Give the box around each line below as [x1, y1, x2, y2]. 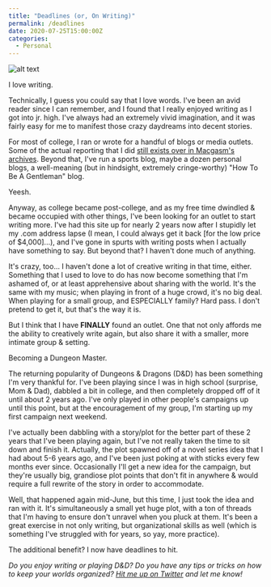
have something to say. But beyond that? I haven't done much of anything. [8, 246, 256, 256]
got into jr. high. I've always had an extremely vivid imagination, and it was [8, 113, 256, 122]
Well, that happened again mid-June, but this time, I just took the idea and [8, 495, 255, 504]
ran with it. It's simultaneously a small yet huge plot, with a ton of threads [8, 504, 252, 513]
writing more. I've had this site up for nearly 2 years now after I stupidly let [8, 220, 256, 230]
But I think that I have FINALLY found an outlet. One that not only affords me [8, 321, 262, 330]
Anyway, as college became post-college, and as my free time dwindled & [8, 203, 256, 213]
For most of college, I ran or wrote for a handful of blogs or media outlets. [8, 137, 253, 147]
